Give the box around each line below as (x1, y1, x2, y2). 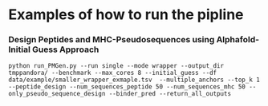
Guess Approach (31, 44, 99, 55)
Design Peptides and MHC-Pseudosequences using (8, 34, 215, 45)
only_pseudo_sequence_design (8, 90, 106, 98)
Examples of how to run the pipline (8, 6, 244, 24)
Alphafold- (216, 34, 259, 45)
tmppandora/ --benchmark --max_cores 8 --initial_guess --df (8, 69, 217, 77)
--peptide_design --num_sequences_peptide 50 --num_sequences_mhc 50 (8, 83, 246, 91)
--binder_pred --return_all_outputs (108, 90, 231, 98)
